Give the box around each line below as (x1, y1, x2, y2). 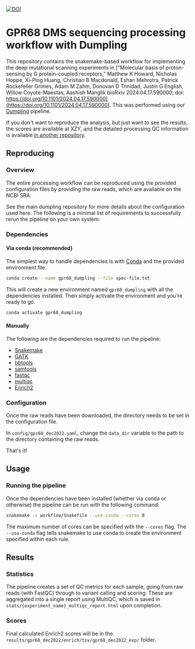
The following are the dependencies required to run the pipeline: (6, 335, 161, 342)
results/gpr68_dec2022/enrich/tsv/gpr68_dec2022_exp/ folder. (6, 636, 156, 643)
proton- (165, 64, 184, 71)
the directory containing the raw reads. (6, 436, 100, 442)
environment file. (6, 264, 47, 271)
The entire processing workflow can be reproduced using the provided (6, 179, 176, 186)
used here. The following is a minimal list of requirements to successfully (6, 209, 182, 216)
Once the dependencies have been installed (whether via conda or (6, 495, 166, 502)
